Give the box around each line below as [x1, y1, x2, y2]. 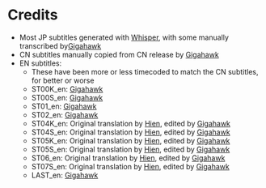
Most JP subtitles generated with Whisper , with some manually [19, 32, 230, 42]
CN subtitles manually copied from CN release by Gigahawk [19, 49, 219, 59]
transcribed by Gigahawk [19, 41, 102, 50]
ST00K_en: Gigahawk [31, 83, 103, 94]
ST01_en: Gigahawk [31, 101, 97, 111]
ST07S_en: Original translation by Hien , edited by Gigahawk [31, 161, 230, 171]
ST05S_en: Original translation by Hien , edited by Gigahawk [31, 144, 230, 154]
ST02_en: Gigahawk [31, 109, 99, 119]
